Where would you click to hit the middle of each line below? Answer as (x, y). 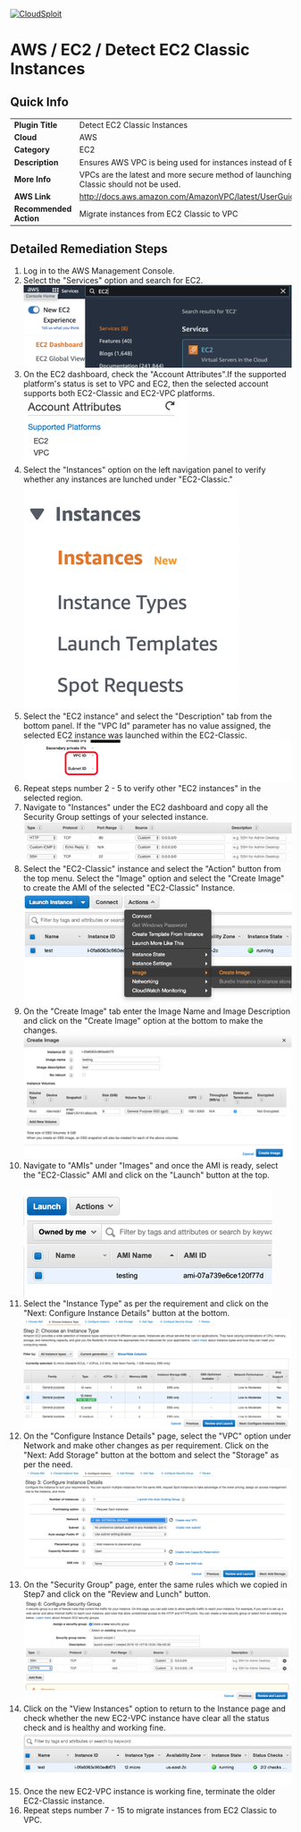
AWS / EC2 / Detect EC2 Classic (130, 50)
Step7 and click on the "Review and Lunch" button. (117, 1594)
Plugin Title (36, 124)
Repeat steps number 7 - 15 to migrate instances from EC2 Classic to (150, 1811)
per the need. (48, 1464)
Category (32, 150)
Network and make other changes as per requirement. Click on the (146, 1445)
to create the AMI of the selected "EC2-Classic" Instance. (129, 888)
